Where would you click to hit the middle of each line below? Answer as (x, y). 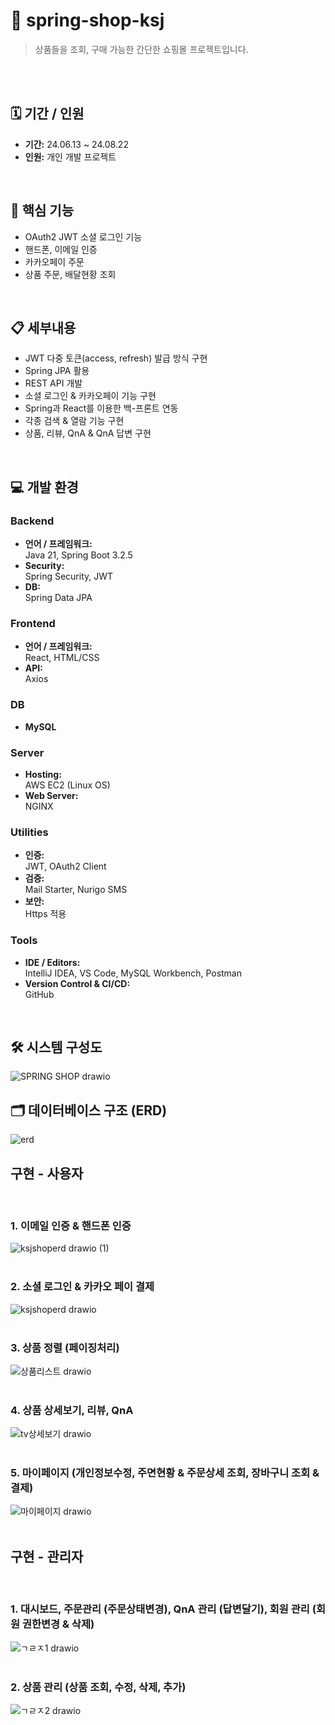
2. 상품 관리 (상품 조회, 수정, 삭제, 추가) (98, 1687)
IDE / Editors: (52, 962)
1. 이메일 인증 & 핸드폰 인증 (71, 1226)
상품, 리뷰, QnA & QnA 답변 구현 (88, 433)
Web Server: (51, 795)
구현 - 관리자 (47, 1556)
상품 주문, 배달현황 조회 (70, 274)
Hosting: (43, 774)
